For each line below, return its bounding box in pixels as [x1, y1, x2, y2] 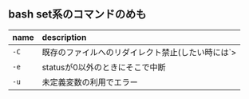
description [41, 31, 87, 42]
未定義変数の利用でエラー [41, 77, 138, 88]
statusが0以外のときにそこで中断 [41, 61, 166, 73]
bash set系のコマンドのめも [8, 7, 147, 22]
